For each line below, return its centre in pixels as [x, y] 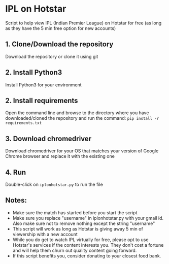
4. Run [16, 172]
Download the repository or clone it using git [52, 56]
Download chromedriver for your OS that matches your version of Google [82, 151]
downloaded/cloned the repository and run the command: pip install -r [82, 118]
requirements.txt [24, 123]
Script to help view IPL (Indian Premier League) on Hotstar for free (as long [83, 23]
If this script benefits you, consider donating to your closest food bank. [87, 256]
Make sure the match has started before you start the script [75, 212]
